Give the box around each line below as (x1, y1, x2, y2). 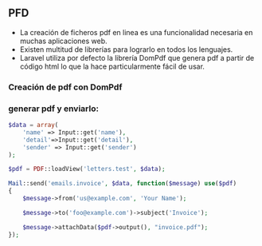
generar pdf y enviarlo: (8, 103, 100, 114)
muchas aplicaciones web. (19, 36, 108, 46)
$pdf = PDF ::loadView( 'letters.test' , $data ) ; (8, 165, 166, 173)
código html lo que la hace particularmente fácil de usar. (19, 61, 205, 71)
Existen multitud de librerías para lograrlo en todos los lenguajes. (19, 44, 233, 54)
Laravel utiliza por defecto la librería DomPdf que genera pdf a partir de (19, 53, 255, 62)
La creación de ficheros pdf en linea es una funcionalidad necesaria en (19, 27, 253, 37)
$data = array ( (8, 121, 59, 129)
